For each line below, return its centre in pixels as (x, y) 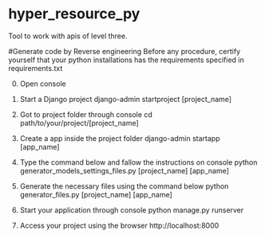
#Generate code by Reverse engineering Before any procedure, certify (125, 51)
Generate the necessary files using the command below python (124, 186)
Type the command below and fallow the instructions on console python (138, 162)
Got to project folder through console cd (86, 114)
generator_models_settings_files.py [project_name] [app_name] (125, 170)
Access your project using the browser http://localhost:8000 (119, 225)
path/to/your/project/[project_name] (79, 123)
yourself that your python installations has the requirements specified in (127, 60)
